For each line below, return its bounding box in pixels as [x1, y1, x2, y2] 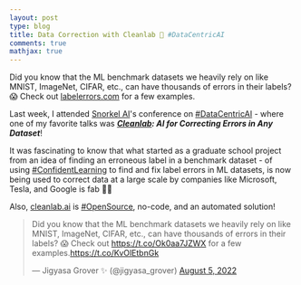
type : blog [9, 22, 51, 31]
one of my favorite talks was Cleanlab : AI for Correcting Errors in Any [9, 119, 274, 129]
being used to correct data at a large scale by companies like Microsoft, [9, 174, 277, 185]
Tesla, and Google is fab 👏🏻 [9, 184, 113, 195]
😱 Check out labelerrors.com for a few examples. [9, 91, 196, 102]
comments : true [9, 38, 67, 48]
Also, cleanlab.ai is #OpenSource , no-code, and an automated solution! [9, 201, 277, 213]
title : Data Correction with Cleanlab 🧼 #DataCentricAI [9, 30, 225, 39]
